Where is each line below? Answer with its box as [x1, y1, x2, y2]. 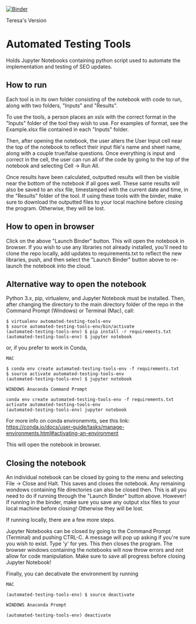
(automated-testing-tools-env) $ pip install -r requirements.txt [6, 329, 171, 335]
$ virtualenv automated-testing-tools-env [6, 319, 111, 325]
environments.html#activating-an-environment [6, 430, 119, 437]
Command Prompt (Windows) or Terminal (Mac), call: [6, 307, 135, 314]
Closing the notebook [6, 458, 87, 468]
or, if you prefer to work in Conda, [6, 344, 88, 352]
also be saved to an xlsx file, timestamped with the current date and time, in [6, 185, 188, 193]
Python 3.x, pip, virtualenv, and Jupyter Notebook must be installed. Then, [6, 295, 185, 302]
